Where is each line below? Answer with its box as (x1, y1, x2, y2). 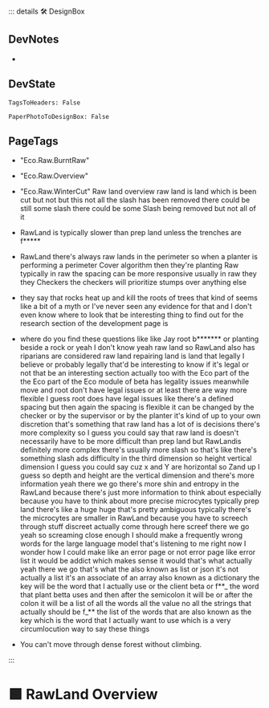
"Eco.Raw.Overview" (19, 171, 88, 181)
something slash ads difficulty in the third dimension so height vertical (19, 454, 252, 463)
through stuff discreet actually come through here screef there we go (19, 522, 250, 531)
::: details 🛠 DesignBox (8, 6, 85, 16)
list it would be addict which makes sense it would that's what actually (19, 556, 253, 566)
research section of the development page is (19, 319, 169, 328)
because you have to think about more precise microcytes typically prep (19, 496, 259, 506)
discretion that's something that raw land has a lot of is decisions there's (19, 420, 261, 429)
